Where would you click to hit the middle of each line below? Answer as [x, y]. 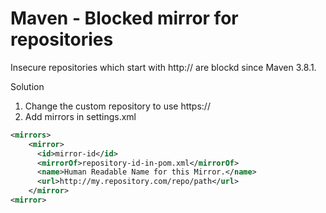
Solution [27, 86]
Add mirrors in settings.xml [80, 116]
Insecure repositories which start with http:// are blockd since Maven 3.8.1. [163, 67]
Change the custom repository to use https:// [117, 106]
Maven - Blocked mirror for [124, 18]
